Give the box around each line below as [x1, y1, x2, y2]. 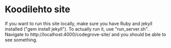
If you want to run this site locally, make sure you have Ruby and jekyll [5, 20, 153, 27]
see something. [5, 37, 38, 43]
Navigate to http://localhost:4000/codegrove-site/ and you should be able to [5, 31, 166, 37]
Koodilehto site [5, 4, 71, 15]
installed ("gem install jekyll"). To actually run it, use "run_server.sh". [5, 26, 149, 32]
